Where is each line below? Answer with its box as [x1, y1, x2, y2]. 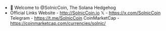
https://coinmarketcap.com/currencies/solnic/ [10, 20, 106, 26]
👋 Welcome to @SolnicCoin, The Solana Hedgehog [10, 5, 116, 10]
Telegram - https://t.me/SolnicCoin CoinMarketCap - [10, 15, 120, 21]
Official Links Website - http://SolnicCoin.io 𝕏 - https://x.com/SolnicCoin [10, 10, 161, 16]
